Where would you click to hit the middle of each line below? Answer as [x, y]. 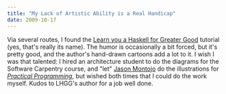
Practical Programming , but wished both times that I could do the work [107, 75]
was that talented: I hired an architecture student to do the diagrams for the [113, 61]
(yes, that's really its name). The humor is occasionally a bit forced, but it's [112, 47]
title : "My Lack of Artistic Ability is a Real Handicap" [91, 13]
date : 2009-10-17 [32, 20]
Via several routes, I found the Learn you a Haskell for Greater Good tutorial [113, 39]
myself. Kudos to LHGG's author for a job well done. [80, 83]
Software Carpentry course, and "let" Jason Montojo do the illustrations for [113, 69]
